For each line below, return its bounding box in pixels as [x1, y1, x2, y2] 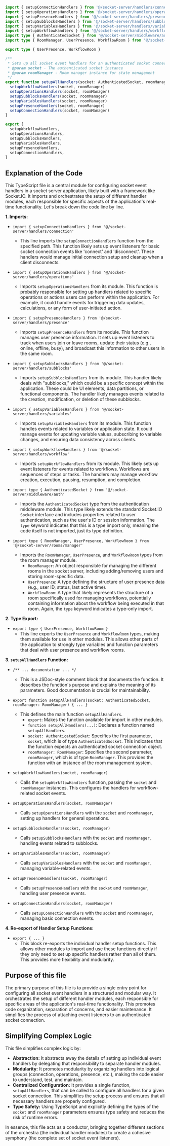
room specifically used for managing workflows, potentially [27, 595, 151, 601]
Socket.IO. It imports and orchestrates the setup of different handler [5, 193, 147, 199]
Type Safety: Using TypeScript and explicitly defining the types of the [12, 1103, 159, 1109]
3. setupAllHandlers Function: [5, 657, 68, 663]
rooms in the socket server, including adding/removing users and [27, 568, 163, 574]
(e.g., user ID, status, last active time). [27, 584, 107, 590]
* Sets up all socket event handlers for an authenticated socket [7, 61, 151, 66]
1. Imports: [5, 213, 28, 220]
